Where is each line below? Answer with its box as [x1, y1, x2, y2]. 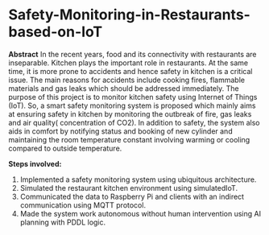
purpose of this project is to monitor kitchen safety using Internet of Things [8, 92, 258, 101]
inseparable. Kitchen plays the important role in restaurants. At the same [8, 58, 248, 68]
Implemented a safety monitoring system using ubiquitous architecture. [19, 175, 257, 184]
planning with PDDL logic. [19, 217, 106, 227]
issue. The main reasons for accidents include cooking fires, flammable [8, 75, 246, 85]
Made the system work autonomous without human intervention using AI [19, 208, 262, 218]
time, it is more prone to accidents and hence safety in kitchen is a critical [8, 66, 253, 76]
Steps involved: [8, 159, 62, 168]
